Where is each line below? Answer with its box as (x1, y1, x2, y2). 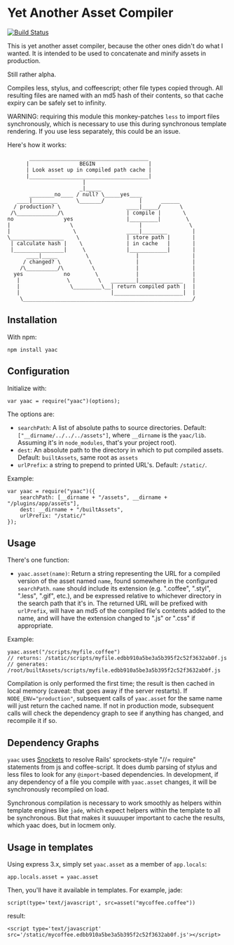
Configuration (7, 366, 70, 378)
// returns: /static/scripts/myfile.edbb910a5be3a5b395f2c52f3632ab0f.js (7, 655, 228, 662)
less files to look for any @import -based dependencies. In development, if (7, 771, 219, 779)
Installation (7, 314, 57, 326)
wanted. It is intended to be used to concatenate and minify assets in (7, 49, 207, 57)
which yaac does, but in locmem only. (7, 821, 117, 829)
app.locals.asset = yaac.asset (7, 874, 99, 881)
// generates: (7, 661, 49, 668)
